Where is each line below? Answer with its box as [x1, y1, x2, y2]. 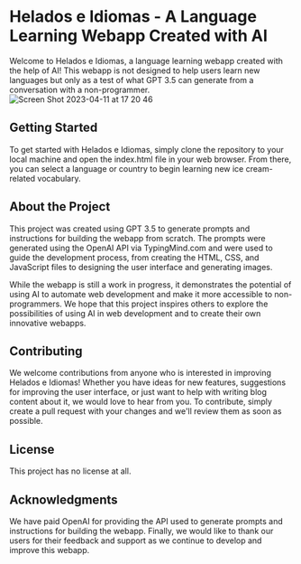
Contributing [9, 343, 83, 359]
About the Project [9, 199, 111, 214]
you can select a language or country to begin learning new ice [9, 163, 244, 174]
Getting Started [9, 120, 98, 136]
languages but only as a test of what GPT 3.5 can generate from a [9, 74, 254, 85]
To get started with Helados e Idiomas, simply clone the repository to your [9, 144, 284, 155]
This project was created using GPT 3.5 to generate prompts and [9, 223, 251, 234]
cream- [245, 163, 273, 174]
